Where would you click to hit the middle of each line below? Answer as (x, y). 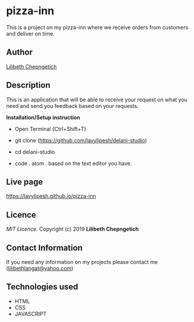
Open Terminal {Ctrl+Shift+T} (50, 129)
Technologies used (42, 287)
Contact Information (44, 248)
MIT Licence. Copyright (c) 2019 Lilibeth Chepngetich (73, 229)
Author (19, 52)
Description (28, 85)
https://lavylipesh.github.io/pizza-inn (51, 196)
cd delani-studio (35, 152)
